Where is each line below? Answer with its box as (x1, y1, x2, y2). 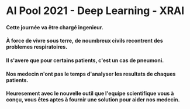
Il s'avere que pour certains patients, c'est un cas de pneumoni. (6, 57, 164, 64)
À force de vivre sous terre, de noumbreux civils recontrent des (6, 37, 163, 45)
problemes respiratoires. (6, 43, 68, 50)
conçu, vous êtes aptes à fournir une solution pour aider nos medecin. (6, 96, 180, 103)
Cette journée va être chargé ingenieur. (6, 23, 103, 30)
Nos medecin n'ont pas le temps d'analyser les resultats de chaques (6, 70, 176, 77)
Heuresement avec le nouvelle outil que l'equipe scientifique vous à (6, 90, 174, 97)
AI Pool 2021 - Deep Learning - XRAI (6, 4, 185, 18)
